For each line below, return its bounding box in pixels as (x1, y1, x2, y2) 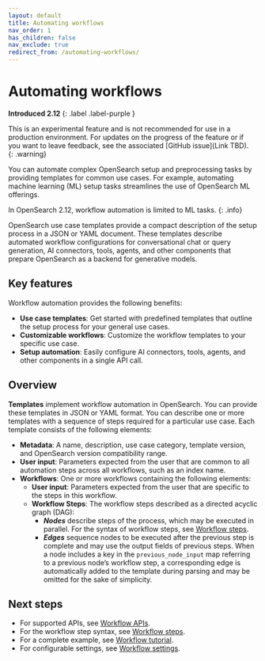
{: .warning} (8, 149, 47, 158)
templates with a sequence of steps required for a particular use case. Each (8, 416, 256, 426)
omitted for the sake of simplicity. (43, 575, 153, 584)
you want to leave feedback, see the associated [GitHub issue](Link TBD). (8, 140, 249, 150)
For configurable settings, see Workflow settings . (19, 644, 180, 653)
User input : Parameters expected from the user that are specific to (31, 482, 249, 492)
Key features (8, 277, 73, 291)
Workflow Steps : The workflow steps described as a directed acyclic (31, 499, 258, 508)
